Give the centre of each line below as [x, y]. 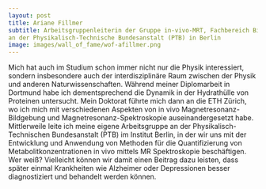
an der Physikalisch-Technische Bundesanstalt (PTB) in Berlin [115, 38]
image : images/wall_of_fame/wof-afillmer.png [84, 45]
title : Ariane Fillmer [46, 23]
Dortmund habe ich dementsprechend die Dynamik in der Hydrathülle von [129, 93]
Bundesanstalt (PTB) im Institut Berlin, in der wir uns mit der [149, 134]
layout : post [30, 15]
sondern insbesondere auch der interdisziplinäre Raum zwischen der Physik [132, 76]
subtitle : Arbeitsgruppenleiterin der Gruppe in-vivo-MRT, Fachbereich [129, 30]
